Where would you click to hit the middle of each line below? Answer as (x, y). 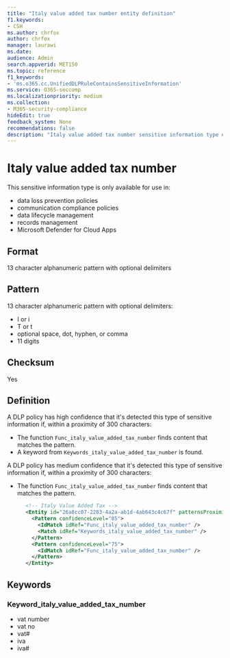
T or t (25, 326)
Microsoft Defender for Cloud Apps (67, 230)
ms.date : (20, 52)
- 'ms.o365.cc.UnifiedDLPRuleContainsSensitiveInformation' (95, 84)
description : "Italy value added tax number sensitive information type (113, 134)
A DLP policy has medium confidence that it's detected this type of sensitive (115, 465)
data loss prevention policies (57, 201)
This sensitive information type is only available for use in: (89, 187)
